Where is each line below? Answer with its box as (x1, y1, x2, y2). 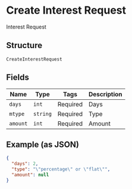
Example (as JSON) (6, 139, 79, 149)
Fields (6, 73, 30, 83)
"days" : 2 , (11, 161, 39, 167)
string (33, 111, 52, 117)
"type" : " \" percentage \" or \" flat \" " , (11, 166, 111, 172)
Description (88, 90, 123, 98)
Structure (6, 40, 43, 51)
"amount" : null (11, 172, 49, 178)
